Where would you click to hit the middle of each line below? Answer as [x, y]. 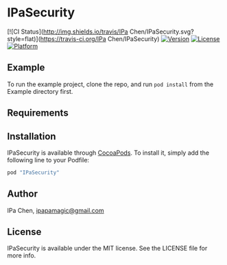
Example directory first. [40, 91]
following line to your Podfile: [48, 160]
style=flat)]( [24, 38]
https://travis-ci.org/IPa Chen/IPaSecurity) [100, 38]
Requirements [38, 113]
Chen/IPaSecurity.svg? [162, 31]
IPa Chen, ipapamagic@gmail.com [56, 210]
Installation [32, 136]
